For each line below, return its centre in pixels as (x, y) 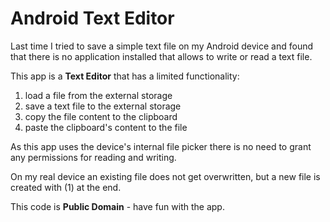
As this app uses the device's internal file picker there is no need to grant (161, 146)
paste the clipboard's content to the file (106, 127)
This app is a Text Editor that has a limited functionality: (125, 76)
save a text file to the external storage (103, 106)
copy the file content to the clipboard (101, 116)
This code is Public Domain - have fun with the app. (117, 206)
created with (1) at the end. (66, 187)
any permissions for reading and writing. (93, 157)
